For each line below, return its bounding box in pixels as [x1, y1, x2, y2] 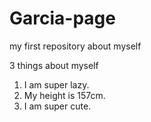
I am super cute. [23, 100, 92, 112]
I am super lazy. [23, 78, 90, 91]
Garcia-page [9, 7, 116, 30]
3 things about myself [9, 59, 99, 71]
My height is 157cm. [23, 89, 106, 101]
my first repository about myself [9, 40, 142, 52]
